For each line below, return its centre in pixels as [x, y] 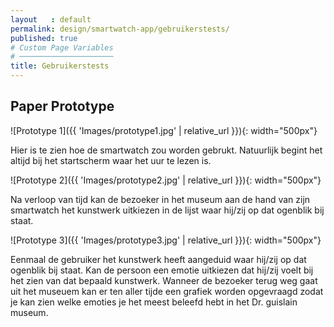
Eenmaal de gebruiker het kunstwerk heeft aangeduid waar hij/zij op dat [158, 259]
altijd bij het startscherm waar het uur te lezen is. [111, 160]
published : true [44, 38]
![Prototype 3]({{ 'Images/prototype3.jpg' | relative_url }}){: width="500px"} [166, 240]
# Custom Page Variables [62, 47]
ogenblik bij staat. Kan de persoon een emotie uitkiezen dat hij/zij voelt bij [162, 270]
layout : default [51, 19]
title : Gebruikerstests [60, 66]
